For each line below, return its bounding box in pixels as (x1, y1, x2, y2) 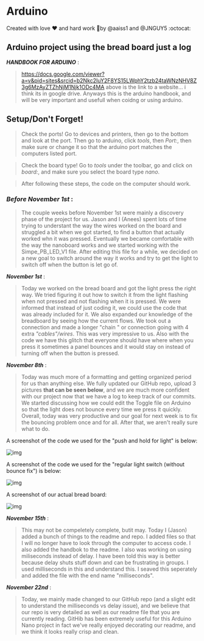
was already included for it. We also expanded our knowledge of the (21, 310, 193, 318)
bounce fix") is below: (6, 467, 62, 474)
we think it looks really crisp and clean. (21, 628, 119, 635)
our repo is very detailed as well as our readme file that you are (21, 608, 180, 615)
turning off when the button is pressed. (21, 350, 120, 357)
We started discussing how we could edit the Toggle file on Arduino (21, 399, 191, 406)
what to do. (21, 425, 50, 432)
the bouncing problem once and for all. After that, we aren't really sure (21, 419, 198, 426)
